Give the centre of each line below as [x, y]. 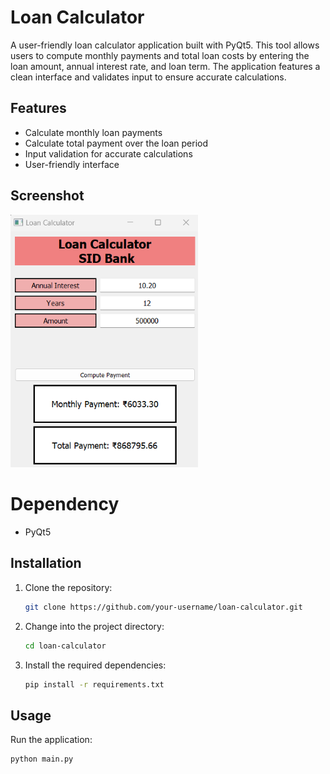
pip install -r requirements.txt [94, 684]
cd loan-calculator [65, 646]
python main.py [42, 759]
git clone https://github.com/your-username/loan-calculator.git [163, 607]
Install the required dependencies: [95, 665]
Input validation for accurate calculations [108, 153]
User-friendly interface [72, 164]
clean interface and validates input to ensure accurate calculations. [148, 77]
